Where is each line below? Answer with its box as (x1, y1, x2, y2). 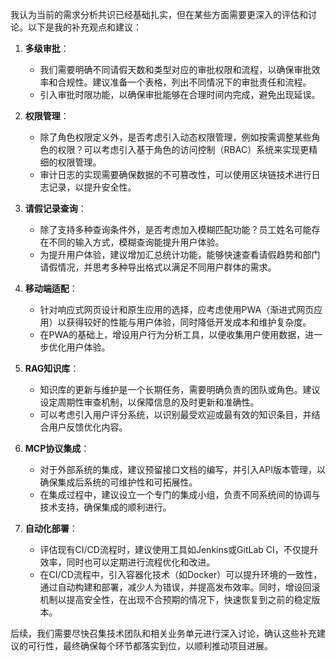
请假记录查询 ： (24, 203, 87, 214)
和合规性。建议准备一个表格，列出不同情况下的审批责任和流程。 (48, 76, 312, 88)
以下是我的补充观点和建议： (27, 21, 142, 33)
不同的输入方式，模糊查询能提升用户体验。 (48, 236, 225, 248)
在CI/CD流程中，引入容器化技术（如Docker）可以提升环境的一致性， (39, 569, 323, 580)
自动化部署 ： (24, 523, 78, 534)
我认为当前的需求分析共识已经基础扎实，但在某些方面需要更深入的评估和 (10, 9, 308, 20)
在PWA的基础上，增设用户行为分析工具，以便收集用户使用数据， (39, 329, 306, 340)
